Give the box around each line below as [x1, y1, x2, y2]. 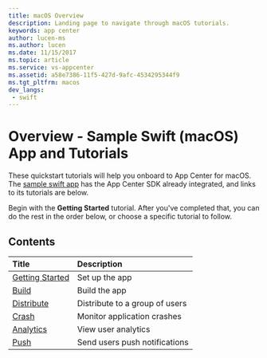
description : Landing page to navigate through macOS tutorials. [8, 19, 230, 27]
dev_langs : [8, 85, 45, 94]
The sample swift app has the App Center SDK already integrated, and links [8, 179, 257, 189]
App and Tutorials [8, 144, 129, 163]
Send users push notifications [77, 336, 189, 348]
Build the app [77, 285, 127, 296]
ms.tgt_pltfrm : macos [8, 78, 80, 86]
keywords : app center [8, 26, 80, 34]
